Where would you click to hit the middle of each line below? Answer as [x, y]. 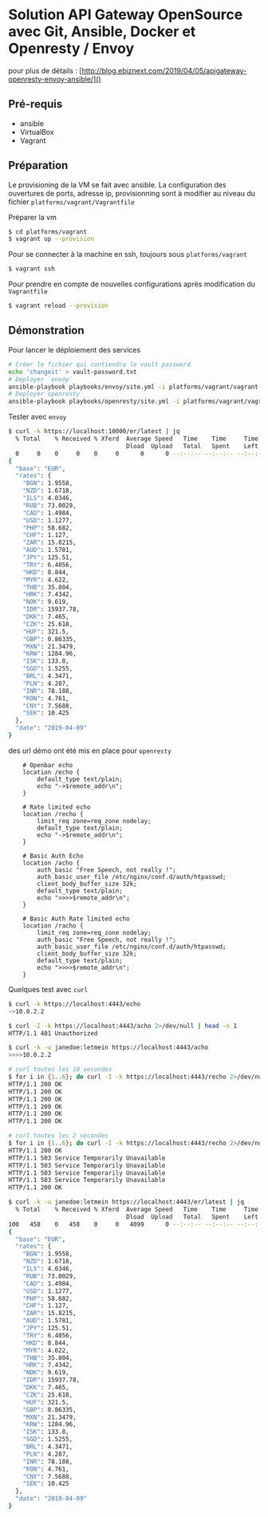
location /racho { [53, 926]
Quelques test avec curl [48, 989]
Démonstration [47, 331]
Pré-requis [35, 104]
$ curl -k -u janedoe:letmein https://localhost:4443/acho [108, 1048]
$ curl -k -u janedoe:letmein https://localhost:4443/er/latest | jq [126, 1202]
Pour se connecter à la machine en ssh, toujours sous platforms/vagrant [128, 254]
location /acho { [51, 863]
